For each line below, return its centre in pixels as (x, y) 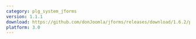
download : (18, 22)
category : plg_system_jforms (41, 11)
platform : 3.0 (23, 27)
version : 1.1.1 (24, 17)
